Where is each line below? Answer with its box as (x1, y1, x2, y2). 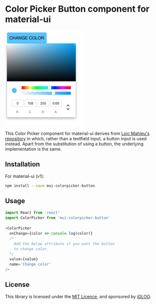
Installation (5, 160, 40, 169)
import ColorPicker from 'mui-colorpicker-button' (5, 216, 111, 220)
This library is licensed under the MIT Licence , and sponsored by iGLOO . (5, 293, 152, 299)
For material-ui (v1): (5, 173, 45, 179)
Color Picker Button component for (5, 3, 150, 15)
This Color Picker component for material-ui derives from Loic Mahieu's (5, 130, 150, 136)
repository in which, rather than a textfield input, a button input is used (5, 135, 147, 141)
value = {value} (9, 257, 38, 262)
